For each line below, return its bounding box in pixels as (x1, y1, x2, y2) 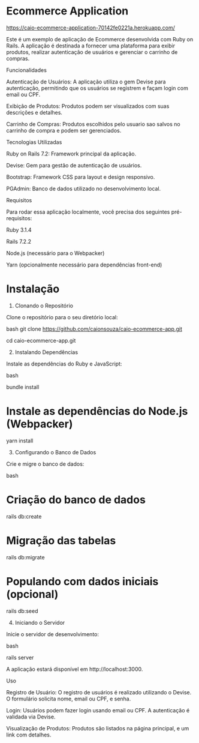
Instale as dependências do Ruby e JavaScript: (6, 360, 122, 367)
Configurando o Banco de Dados (14, 448, 97, 456)
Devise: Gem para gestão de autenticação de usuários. (6, 161, 142, 169)
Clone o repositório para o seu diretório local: (6, 313, 118, 320)
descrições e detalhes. (6, 109, 63, 116)
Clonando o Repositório (14, 302, 74, 309)
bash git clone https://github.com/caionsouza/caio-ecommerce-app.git (6, 325, 183, 332)
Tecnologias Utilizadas (6, 138, 62, 145)
